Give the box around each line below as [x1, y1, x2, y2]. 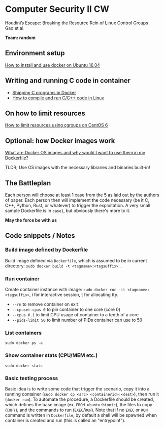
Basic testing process [5, 375, 58, 382]
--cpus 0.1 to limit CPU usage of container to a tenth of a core [12, 311, 139, 317]
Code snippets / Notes [5, 231, 75, 240]
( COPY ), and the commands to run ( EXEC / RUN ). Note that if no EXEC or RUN [5, 407, 148, 413]
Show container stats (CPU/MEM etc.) [5, 352, 98, 359]
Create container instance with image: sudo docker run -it [5, 286, 126, 292]
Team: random [5, 35, 36, 41]
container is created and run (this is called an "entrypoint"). [5, 417, 126, 423]
